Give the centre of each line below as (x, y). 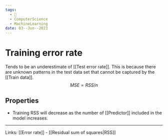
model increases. (30, 118)
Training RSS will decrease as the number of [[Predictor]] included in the (87, 113)
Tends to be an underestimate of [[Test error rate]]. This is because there (80, 67)
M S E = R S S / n (84, 85)
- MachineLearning (29, 24)
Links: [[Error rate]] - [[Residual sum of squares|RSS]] (60, 132)
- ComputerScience (29, 19)
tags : (11, 10)
